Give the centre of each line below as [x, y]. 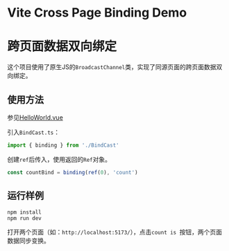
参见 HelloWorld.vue [35, 117]
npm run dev [24, 218]
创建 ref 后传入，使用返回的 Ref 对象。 [59, 159]
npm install [24, 212]
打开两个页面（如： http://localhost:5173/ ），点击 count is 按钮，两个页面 [114, 232]
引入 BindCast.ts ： [34, 132]
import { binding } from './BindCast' [63, 145]
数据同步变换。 [28, 241]
